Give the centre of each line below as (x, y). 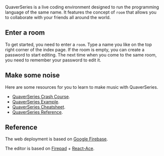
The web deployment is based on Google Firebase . (57, 139)
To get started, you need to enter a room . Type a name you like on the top (79, 44)
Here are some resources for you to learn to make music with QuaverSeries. (82, 87)
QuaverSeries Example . (36, 101)
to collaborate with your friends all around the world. (58, 17)
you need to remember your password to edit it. (53, 60)
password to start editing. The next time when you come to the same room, (81, 55)
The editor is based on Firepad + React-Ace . (50, 149)
